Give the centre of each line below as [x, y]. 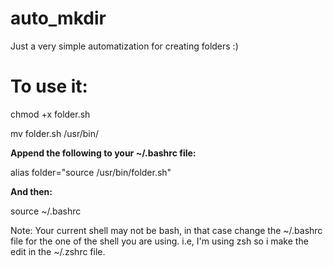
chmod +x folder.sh [50, 114]
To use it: [49, 86]
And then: [31, 191]
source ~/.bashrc [46, 211]
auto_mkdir [58, 18]
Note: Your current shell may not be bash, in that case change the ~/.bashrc [166, 230]
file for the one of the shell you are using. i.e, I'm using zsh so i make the [159, 241]
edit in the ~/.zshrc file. [58, 251]
